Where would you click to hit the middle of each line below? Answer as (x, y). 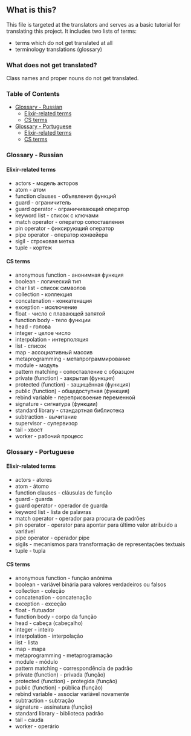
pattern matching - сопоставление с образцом (75, 371)
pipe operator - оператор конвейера (61, 235)
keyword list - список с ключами (57, 215)
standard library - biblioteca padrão (59, 714)
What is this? (31, 10)
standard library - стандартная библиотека (70, 410)
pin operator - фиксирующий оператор (64, 228)
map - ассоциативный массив (54, 352)
